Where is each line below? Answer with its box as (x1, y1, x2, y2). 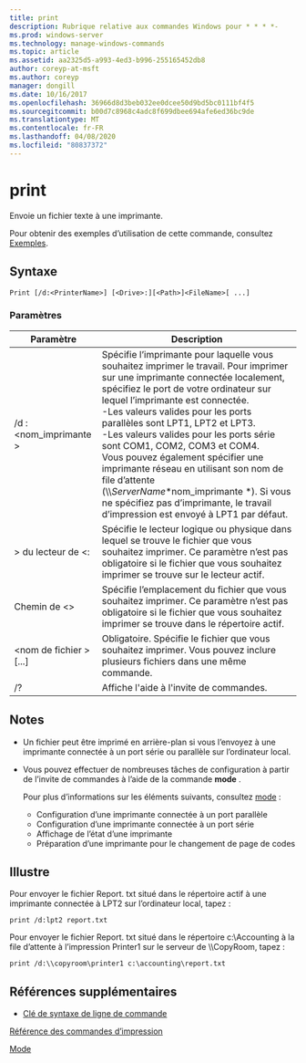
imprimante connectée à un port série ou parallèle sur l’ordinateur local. (22, 745, 291, 757)
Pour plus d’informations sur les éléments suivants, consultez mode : (22, 791, 281, 802)
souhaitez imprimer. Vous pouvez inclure (101, 643, 276, 656)
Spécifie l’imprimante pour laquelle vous (101, 348, 274, 360)
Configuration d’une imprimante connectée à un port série (36, 818, 255, 829)
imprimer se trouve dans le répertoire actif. (101, 617, 285, 630)
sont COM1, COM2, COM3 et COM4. (101, 439, 260, 452)
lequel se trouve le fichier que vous (101, 534, 252, 547)
